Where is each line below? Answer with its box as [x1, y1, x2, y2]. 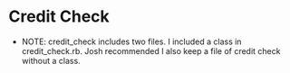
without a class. [21, 55, 81, 66]
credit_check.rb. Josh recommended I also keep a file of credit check [21, 45, 281, 56]
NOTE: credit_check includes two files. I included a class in [21, 36, 242, 47]
